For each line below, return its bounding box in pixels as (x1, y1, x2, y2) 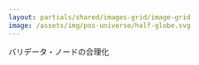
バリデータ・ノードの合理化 (8, 46, 110, 57)
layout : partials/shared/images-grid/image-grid (8, 12, 191, 22)
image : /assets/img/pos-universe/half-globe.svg (8, 21, 191, 30)
